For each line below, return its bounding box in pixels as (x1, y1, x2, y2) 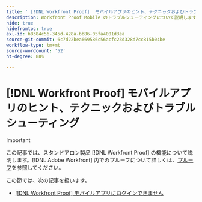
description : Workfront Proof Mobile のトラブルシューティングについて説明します (6, 14, 197, 20)
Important (6, 136, 31, 144)
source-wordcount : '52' (6, 48, 66, 54)
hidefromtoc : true (6, 25, 52, 32)
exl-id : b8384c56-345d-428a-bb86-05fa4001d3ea (6, 31, 125, 37)
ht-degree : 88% (6, 53, 44, 59)
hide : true (6, 20, 34, 26)
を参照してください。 (11, 164, 64, 171)
